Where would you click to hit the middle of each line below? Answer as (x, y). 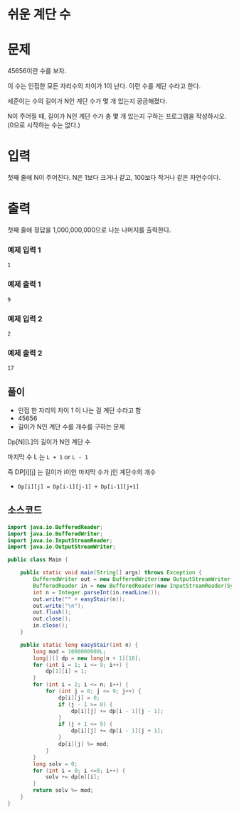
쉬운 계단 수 (39, 15)
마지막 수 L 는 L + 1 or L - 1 (48, 457)
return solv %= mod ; (63, 791)
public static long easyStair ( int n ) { (79, 645)
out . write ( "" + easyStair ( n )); (79, 599)
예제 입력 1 (24, 250)
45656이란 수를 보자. (37, 71)
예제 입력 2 (25, 318)
